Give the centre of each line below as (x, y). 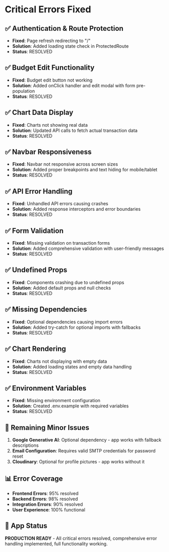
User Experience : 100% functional (49, 509)
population (24, 91)
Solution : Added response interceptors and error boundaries (76, 209)
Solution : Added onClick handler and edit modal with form (74, 85)
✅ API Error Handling (39, 191)
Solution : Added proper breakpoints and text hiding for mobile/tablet (85, 170)
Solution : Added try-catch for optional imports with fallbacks (77, 327)
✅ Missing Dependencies (46, 310)
